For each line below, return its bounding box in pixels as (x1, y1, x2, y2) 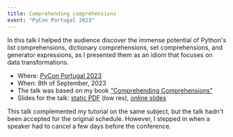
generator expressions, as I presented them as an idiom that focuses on (7, 50, 214, 59)
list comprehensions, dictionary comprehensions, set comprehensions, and (7, 43, 223, 51)
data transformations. (7, 58, 70, 66)
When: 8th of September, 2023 (17, 79, 106, 87)
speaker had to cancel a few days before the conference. (7, 122, 172, 130)
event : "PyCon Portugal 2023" (7, 17, 95, 24)
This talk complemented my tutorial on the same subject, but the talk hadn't (7, 107, 224, 115)
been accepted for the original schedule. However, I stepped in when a (7, 114, 210, 122)
